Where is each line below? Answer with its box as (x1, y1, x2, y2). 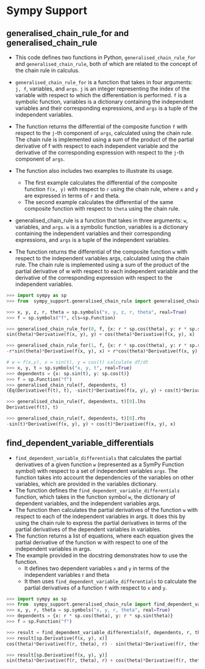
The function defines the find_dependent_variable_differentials (15, 486, 180, 494)
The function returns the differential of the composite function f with (15, 123, 188, 130)
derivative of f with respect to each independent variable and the (15, 142, 179, 150)
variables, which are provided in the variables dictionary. (15, 480, 157, 488)
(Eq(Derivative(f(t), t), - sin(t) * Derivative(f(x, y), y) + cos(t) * (6, 387, 184, 394)
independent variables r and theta (24, 571, 110, 578)
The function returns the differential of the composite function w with (15, 248, 188, 255)
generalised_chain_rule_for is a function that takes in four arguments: (15, 79, 193, 86)
